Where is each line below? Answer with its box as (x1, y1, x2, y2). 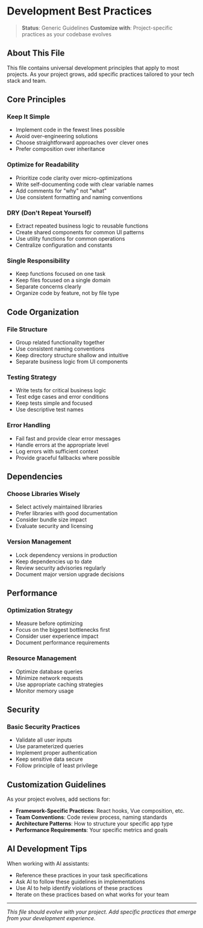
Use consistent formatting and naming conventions (15, 193, 143, 200)
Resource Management (7, 654, 77, 663)
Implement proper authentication (15, 749, 98, 757)
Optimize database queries (15, 668, 83, 675)
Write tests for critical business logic (15, 387, 107, 394)
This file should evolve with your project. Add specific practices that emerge (7, 908, 196, 915)
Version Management (7, 538, 72, 546)
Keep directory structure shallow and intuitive (15, 352, 129, 359)
